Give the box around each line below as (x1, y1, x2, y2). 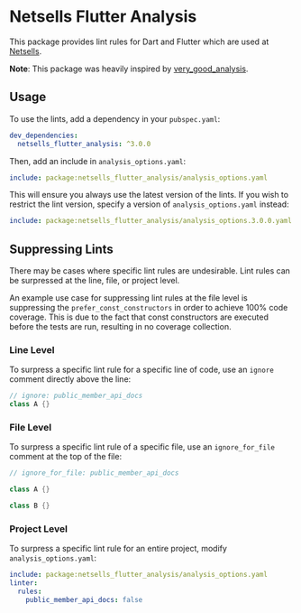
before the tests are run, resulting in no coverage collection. (9, 321, 232, 332)
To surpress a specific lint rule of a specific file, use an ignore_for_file (9, 441, 276, 452)
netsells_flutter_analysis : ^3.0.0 (17, 139, 151, 148)
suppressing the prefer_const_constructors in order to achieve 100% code (9, 302, 288, 313)
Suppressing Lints (9, 241, 114, 256)
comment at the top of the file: (9, 451, 123, 462)
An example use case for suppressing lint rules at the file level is (9, 293, 248, 303)
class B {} (9, 501, 50, 511)
